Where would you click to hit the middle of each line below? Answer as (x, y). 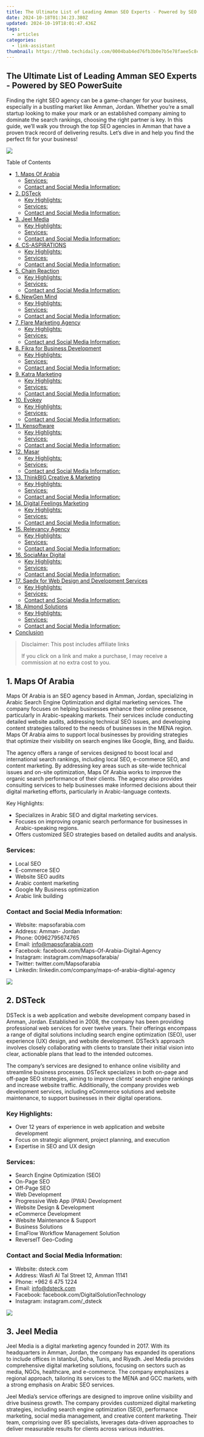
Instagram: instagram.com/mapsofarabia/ (67, 957)
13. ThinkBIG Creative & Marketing (58, 477)
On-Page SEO (32, 1182)
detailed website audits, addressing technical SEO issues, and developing (98, 722)
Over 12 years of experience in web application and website (90, 1127)
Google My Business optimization (57, 889)
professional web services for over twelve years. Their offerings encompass (102, 1028)
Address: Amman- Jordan (47, 931)
